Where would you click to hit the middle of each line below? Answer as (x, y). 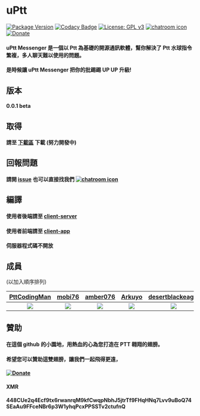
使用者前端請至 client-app (38, 231)
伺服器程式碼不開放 (30, 246)
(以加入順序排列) (26, 282)
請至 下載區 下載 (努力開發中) (41, 142)
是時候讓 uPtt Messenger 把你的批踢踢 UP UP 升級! (69, 70)
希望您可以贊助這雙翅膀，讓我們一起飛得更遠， (63, 359)
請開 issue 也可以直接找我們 (40, 179)
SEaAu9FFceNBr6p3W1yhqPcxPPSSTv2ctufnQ (66, 406)
